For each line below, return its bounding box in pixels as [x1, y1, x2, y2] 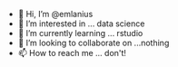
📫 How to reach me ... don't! [17, 48, 127, 58]
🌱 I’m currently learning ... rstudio [17, 28, 143, 38]
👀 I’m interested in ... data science [17, 18, 145, 29]
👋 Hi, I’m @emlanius [17, 9, 94, 19]
